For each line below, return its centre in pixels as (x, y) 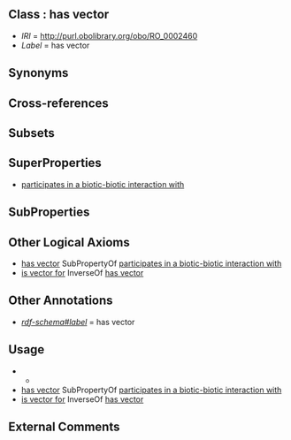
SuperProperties (55, 163)
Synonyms (38, 73)
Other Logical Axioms (69, 242)
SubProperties (49, 212)
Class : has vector (59, 15)
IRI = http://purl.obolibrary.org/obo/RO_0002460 (109, 35)
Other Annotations (61, 301)
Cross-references (59, 103)
